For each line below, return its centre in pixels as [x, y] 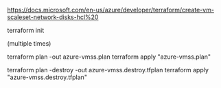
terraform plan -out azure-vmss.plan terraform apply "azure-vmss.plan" [109, 57]
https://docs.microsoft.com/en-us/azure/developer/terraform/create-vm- [111, 10]
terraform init [26, 30]
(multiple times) [29, 43]
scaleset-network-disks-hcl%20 [53, 17]
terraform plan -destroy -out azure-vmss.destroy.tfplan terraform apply [108, 70]
